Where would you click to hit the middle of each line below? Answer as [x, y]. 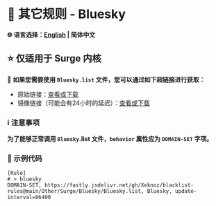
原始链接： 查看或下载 [48, 94]
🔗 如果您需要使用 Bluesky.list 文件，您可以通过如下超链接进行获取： [106, 79]
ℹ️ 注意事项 [24, 122]
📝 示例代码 [25, 158]
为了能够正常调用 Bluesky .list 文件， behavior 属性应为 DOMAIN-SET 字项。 [110, 139]
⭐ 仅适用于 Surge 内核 [55, 58]
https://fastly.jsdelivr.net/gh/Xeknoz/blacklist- [119, 185]
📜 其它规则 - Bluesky [67, 14]
